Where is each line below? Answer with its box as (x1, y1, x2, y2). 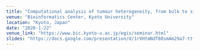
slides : (6, 36, 26, 42)
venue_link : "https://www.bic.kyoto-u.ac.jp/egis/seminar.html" (6, 30, 169, 36)
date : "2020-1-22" (6, 25, 52, 31)
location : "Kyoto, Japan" (6, 19, 70, 25)
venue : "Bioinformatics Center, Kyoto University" (6, 14, 135, 20)
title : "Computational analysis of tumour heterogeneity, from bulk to (6, 8, 187, 15)
